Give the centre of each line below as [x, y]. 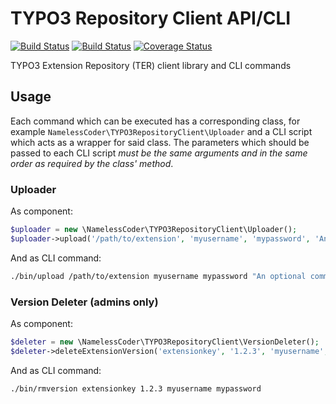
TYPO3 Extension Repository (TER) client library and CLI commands [151, 65]
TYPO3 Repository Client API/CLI [151, 18]
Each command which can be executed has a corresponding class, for [155, 121]
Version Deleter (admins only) [84, 302]
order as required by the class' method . [92, 163]
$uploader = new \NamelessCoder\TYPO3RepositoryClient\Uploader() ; [154, 230]
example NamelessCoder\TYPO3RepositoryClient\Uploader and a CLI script [161, 131]
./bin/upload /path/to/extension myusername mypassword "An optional [158, 276]
